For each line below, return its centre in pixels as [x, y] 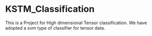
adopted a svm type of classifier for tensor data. [55, 28]
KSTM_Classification [50, 9]
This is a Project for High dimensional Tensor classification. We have [76, 23]
